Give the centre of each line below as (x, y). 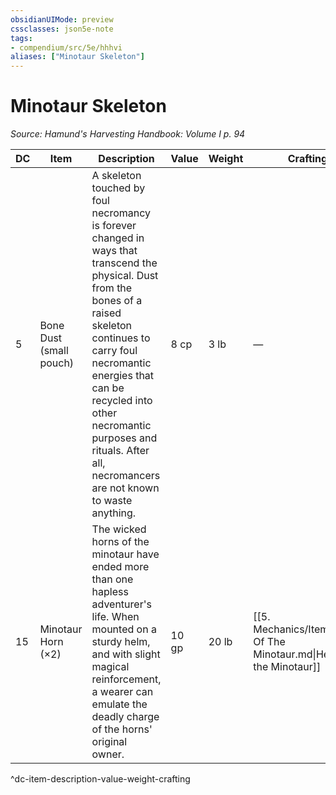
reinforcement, (126, 679)
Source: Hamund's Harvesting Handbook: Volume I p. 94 (128, 134)
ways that (114, 251)
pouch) (57, 363)
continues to (121, 338)
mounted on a (124, 629)
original (109, 742)
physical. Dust (125, 276)
